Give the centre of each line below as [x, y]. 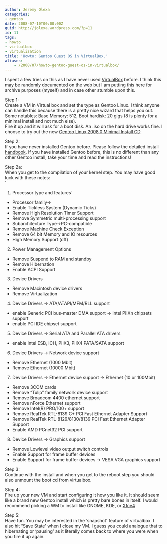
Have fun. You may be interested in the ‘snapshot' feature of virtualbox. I [80, 521]
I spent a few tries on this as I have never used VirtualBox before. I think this [83, 80]
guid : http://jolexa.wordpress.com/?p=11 [49, 28]
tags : [11, 38]
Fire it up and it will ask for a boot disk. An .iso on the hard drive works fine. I [84, 127]
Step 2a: [14, 167]
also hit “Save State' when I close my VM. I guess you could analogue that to [84, 526]
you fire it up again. [25, 537]
